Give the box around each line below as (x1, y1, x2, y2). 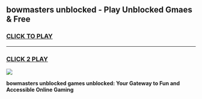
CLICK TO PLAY (6, 32, 53, 41)
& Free (6, 14, 31, 25)
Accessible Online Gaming (6, 86, 74, 93)
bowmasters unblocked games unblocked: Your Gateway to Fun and (6, 79, 180, 86)
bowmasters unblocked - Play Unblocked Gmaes (6, 5, 192, 15)
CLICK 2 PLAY (6, 55, 48, 63)
